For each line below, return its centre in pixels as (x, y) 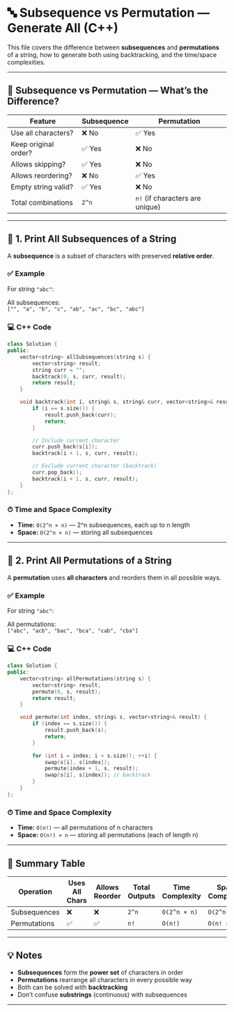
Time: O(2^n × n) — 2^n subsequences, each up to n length (103, 524)
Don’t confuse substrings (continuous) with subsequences (102, 995)
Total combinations (42, 202)
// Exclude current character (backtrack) (95, 466)
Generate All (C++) (63, 28)
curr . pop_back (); (57, 473)
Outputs (141, 896)
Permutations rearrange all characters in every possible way (105, 979)
